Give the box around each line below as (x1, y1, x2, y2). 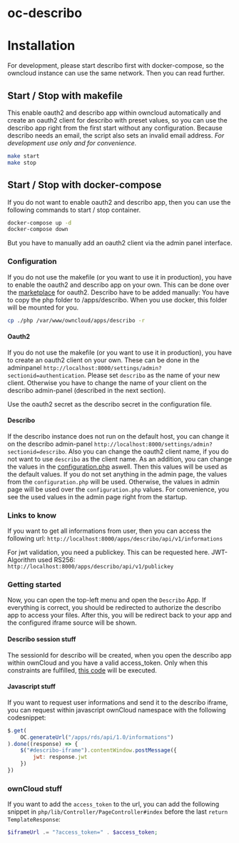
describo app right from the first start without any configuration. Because (7, 123, 223, 132)
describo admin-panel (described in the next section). (7, 386, 166, 394)
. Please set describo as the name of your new (83, 371, 220, 379)
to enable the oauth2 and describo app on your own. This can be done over (7, 280, 230, 289)
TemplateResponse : (7, 815, 61, 824)
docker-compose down (7, 226, 69, 233)
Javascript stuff (7, 683, 56, 691)
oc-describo (7, 5, 83, 21)
